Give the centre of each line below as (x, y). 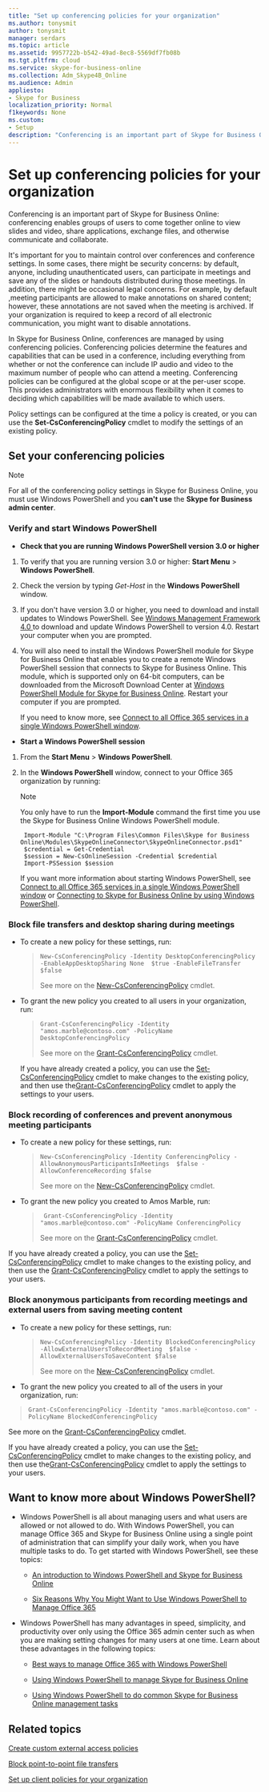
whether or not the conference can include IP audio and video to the (121, 364)
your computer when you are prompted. (86, 635)
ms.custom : (26, 120)
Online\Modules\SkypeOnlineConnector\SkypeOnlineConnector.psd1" (131, 842)
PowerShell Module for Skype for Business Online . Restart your (124, 693)
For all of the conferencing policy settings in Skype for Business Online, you (133, 490)
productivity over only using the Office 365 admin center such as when (137, 1632)
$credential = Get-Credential (74, 849)
